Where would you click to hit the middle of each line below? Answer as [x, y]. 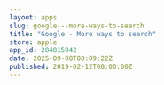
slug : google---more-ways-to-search [77, 26]
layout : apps [33, 17]
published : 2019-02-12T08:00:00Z [71, 67]
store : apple [33, 42]
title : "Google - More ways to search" [83, 34]
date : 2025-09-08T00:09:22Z [61, 58]
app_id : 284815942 [43, 50]
